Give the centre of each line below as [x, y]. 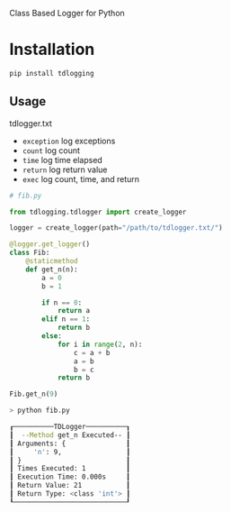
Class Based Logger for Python [67, 13]
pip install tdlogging [52, 73]
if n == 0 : [62, 302]
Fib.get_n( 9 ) [34, 394]
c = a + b [92, 352]
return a [74, 311]
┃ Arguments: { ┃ [70, 443]
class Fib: [30, 253]
